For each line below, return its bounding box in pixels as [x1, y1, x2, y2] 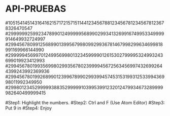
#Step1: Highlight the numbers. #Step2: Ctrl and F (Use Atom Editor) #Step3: [5, 99, 165, 105]
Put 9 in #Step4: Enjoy [5, 105, 52, 111]
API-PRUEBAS [5, 3, 66, 15]
